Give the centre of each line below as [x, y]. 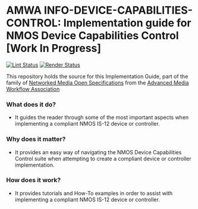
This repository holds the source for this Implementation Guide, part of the [97, 76]
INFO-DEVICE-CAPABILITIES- [118, 10]
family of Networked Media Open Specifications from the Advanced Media [98, 82]
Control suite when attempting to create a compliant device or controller [103, 158]
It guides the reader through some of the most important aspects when [102, 117]
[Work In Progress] [54, 49]
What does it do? [31, 104]
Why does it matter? [36, 139]
